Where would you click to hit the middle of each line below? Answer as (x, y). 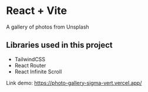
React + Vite (37, 11)
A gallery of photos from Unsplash (48, 27)
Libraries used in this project (59, 45)
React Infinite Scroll (38, 72)
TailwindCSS (30, 59)
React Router (30, 65)
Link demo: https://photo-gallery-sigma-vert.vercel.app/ (74, 83)
